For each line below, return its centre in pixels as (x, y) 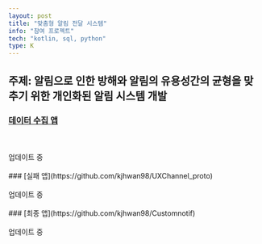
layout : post (30, 16)
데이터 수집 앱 (33, 120)
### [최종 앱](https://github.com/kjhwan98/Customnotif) (102, 213)
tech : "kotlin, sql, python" (57, 38)
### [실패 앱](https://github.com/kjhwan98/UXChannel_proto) (111, 175)
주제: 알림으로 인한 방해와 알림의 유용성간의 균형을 (125, 80)
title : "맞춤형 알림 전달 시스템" (58, 23)
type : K (21, 46)
